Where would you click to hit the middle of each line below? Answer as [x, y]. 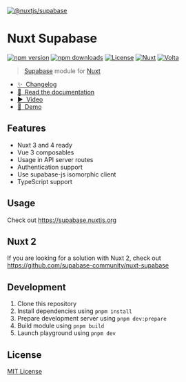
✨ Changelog [37, 84]
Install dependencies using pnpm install [74, 311]
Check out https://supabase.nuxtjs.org [62, 220]
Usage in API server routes [55, 159]
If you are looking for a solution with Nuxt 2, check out [84, 258]
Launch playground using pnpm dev [66, 333]
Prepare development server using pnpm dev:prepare [92, 319]
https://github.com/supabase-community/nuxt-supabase [88, 265]
